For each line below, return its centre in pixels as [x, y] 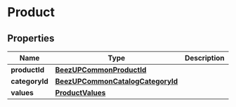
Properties [31, 38]
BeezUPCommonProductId [101, 70]
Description [205, 58]
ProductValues [80, 93]
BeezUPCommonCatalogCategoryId [117, 81]
